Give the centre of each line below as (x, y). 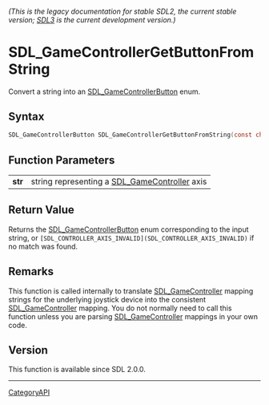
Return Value (41, 210)
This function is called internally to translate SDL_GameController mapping (131, 291)
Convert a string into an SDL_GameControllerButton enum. (104, 91)
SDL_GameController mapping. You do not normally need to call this (120, 308)
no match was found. (43, 246)
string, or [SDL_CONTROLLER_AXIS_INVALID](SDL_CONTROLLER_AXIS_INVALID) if (131, 237)
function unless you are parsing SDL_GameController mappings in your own (133, 316)
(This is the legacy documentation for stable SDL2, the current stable (122, 11)
